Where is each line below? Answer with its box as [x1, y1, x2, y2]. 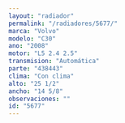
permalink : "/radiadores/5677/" [8, 19, 118, 28]
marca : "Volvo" [8, 27, 60, 35]
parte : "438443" [8, 65, 63, 73]
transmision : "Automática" [8, 57, 100, 66]
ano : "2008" [8, 42, 49, 50]
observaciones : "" [8, 95, 71, 103]
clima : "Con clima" [8, 72, 75, 80]
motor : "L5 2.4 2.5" [8, 49, 79, 57]
